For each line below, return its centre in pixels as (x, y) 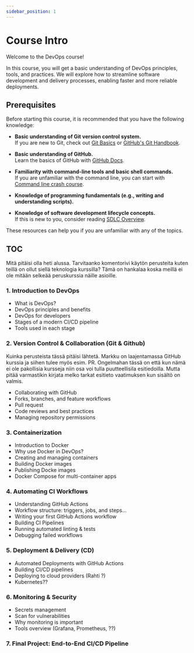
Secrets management (40, 610)
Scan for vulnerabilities (42, 616)
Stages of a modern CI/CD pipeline (56, 322)
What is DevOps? (35, 303)
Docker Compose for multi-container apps (65, 476)
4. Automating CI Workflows (47, 491)
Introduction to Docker (41, 445)
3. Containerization (34, 432)
